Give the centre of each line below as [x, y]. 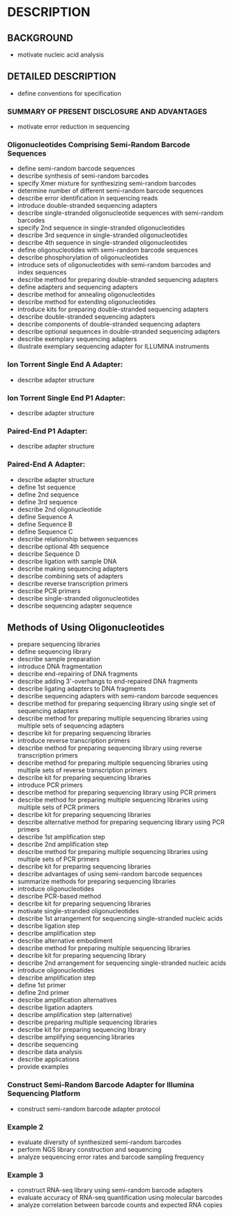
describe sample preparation [59, 659]
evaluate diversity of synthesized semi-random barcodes [99, 1142]
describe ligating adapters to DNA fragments [82, 689]
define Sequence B [45, 524]
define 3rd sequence [47, 502]
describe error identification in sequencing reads [88, 198]
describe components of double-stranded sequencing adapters [109, 324]
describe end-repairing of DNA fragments [77, 674]
